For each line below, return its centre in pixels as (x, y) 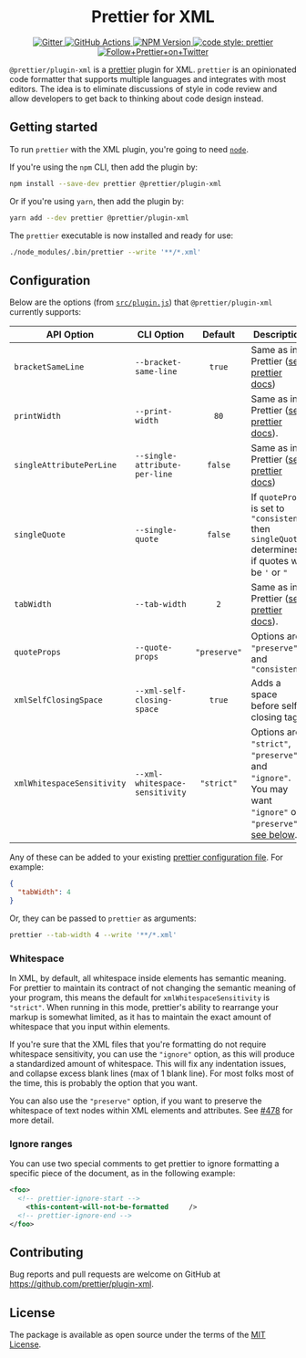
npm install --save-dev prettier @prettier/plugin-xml (116, 183)
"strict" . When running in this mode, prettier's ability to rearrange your (144, 1007)
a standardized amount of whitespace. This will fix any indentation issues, (148, 1063)
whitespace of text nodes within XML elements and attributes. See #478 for (151, 1110)
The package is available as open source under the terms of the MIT (138, 1335)
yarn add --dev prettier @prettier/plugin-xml (99, 218)
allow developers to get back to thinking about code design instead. (137, 99)
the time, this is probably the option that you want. (104, 1082)
